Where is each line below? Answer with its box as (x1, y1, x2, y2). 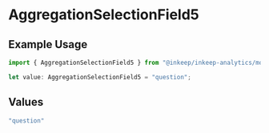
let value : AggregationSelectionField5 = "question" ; (8, 73, 192, 81)
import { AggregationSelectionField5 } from (8, 58, 159, 66)
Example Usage (8, 38, 88, 51)
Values (8, 95, 44, 109)
